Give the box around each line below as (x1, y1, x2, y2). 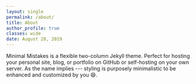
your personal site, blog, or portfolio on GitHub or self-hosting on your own (6, 59, 189, 66)
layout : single (6, 8, 44, 15)
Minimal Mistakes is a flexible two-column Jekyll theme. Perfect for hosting (6, 53, 190, 59)
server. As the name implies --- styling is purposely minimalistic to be (6, 65, 176, 72)
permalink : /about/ (6, 14, 55, 20)
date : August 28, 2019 (6, 36, 62, 42)
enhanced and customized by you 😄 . (6, 72, 98, 78)
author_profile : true (6, 25, 60, 31)
